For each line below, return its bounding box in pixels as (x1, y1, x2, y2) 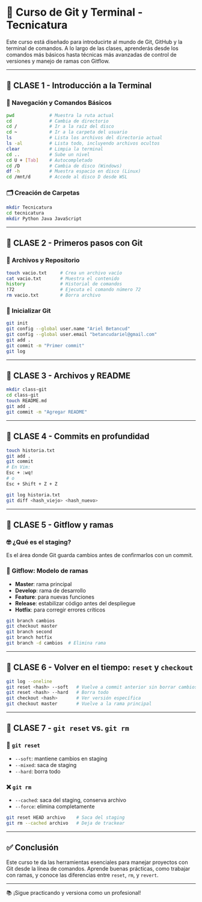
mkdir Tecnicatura (6, 204, 52, 210)
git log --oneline (6, 678, 52, 684)
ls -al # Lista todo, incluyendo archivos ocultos (6, 140, 161, 147)
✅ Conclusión (6, 842, 59, 853)
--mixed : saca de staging (14, 761, 77, 768)
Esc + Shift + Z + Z (6, 481, 58, 487)
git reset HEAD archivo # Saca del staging (6, 815, 125, 821)
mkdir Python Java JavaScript (6, 216, 82, 222)
